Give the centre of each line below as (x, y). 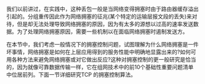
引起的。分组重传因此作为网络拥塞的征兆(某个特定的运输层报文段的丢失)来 (99, 16)
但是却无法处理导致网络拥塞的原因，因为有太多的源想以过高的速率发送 (105, 24)
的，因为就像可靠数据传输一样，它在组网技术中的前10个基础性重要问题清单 (100, 67)
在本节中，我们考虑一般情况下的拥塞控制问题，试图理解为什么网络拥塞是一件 (103, 44)
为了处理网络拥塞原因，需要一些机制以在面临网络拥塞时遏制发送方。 (102, 31)
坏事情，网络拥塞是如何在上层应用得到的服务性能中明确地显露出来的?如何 (99, 52)
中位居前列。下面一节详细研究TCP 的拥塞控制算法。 (71, 75)
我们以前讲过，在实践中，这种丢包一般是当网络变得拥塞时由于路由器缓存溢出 (103, 9)
